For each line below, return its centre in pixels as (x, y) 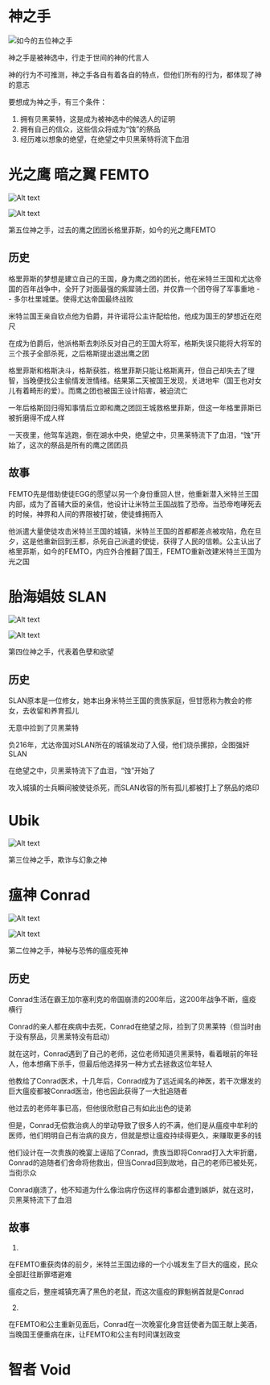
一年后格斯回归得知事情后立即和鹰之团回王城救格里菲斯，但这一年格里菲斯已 (135, 407)
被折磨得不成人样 (37, 418)
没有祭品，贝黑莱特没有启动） (64, 1036)
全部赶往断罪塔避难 (40, 1274)
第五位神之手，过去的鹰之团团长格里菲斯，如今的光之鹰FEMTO (112, 230)
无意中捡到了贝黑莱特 (43, 728)
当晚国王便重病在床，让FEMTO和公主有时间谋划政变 (94, 1334)
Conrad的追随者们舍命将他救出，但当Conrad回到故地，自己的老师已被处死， (135, 1162)
